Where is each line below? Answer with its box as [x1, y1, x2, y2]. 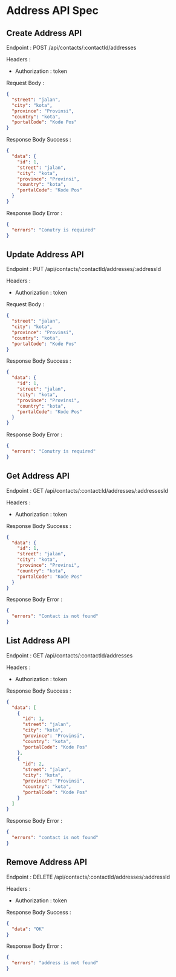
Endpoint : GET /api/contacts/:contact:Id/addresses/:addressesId [6, 487, 168, 494]
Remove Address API [6, 857, 88, 868]
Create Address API [6, 28, 82, 38]
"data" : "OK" [11, 926, 45, 932]
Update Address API [6, 249, 84, 259]
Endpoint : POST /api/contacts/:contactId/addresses [6, 44, 137, 51]
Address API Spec [6, 4, 99, 18]
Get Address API [6, 471, 70, 481]
